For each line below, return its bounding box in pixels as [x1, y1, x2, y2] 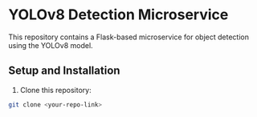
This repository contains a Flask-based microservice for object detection [8, 32, 249, 42]
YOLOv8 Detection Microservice [8, 6, 229, 24]
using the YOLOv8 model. [8, 40, 94, 50]
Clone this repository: [19, 85, 92, 95]
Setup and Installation [8, 64, 120, 78]
